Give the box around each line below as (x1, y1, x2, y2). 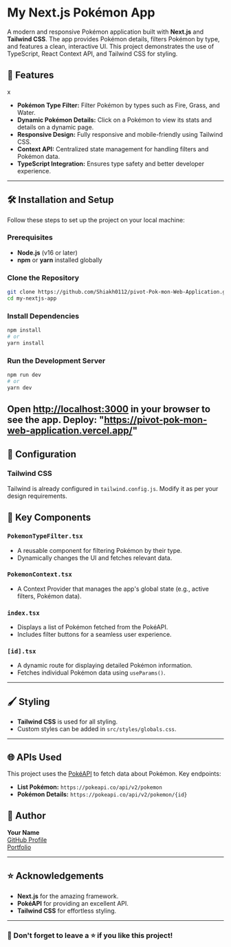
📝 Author (7, 810, 46, 822)
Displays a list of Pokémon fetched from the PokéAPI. (16, 623, 168, 631)
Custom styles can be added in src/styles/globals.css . (16, 725, 177, 733)
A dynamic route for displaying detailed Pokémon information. (16, 662, 192, 670)
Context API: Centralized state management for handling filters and (16, 144, 209, 153)
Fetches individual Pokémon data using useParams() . (16, 668, 166, 677)
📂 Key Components (7, 512, 91, 523)
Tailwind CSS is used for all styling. (16, 717, 118, 726)
